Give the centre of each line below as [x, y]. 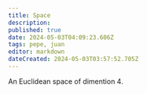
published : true [35, 30]
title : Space [29, 15]
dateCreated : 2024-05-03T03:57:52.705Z [73, 60]
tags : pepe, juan [37, 45]
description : [29, 23]
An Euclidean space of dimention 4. [66, 81]
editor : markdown [37, 52]
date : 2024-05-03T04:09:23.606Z [61, 37]
